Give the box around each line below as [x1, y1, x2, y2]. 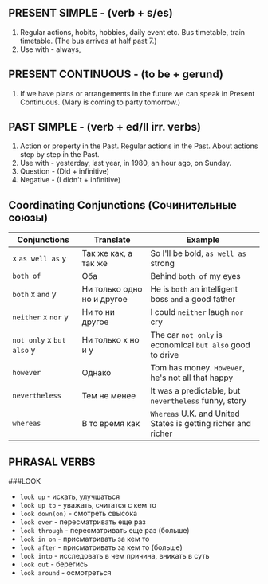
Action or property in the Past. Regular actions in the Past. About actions [19, 141, 258, 151]
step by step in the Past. [19, 150, 100, 159]
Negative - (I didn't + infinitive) [19, 175, 121, 185]
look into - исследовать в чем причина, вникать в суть [19, 551, 210, 561]
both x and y [12, 288, 57, 300]
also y [12, 344, 36, 355]
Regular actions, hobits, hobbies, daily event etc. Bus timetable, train [19, 27, 246, 37]
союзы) [8, 210, 49, 224]
